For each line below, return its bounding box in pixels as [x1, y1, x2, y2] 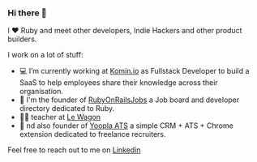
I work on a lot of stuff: [7, 50, 84, 60]
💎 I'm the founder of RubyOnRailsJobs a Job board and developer [19, 95, 240, 104]
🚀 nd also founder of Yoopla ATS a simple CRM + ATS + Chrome [19, 121, 234, 130]
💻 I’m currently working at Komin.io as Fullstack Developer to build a [19, 66, 250, 76]
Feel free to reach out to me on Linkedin [7, 145, 141, 155]
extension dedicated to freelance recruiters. [19, 130, 167, 139]
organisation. [19, 87, 64, 96]
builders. [7, 34, 37, 44]
